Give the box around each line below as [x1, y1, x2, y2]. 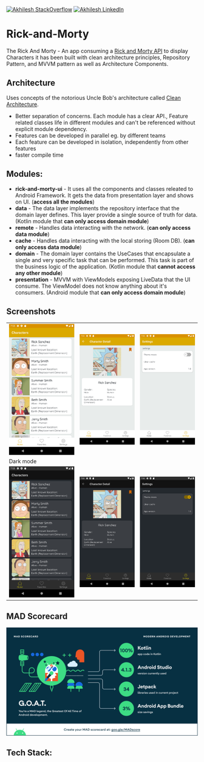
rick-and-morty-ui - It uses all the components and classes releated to [15, 185, 193, 192]
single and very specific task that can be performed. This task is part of [15, 256, 194, 263]
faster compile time [15, 151, 64, 158]
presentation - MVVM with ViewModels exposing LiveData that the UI [15, 276, 191, 283]
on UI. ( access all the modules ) [15, 198, 95, 205]
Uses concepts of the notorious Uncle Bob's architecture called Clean [6, 94, 181, 101]
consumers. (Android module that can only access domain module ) [15, 288, 186, 296]
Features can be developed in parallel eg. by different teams [15, 132, 166, 139]
